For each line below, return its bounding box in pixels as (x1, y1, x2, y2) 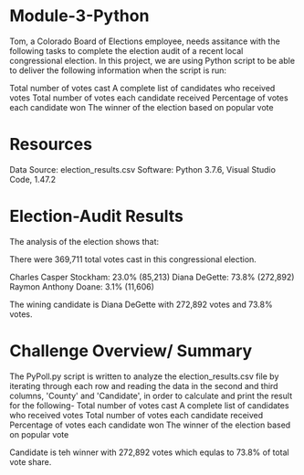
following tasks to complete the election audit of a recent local (9, 45, 244, 56)
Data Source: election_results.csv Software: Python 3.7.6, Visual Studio (9, 164, 277, 174)
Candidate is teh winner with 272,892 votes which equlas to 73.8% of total (9, 447, 289, 458)
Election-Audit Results (9, 206, 184, 227)
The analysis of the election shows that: (9, 236, 160, 247)
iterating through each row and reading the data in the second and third (9, 380, 278, 391)
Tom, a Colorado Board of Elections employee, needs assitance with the (9, 36, 280, 47)
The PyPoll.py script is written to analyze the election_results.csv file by (9, 371, 279, 382)
